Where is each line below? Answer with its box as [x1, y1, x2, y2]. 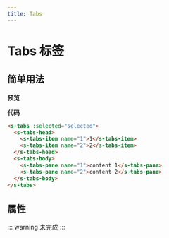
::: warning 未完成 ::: [7, 223, 65, 232]
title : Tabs [7, 10, 42, 18]
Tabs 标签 [7, 43, 65, 59]
